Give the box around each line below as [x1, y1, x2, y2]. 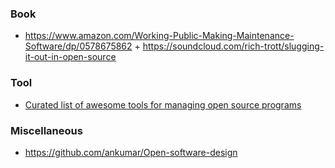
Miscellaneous [10, 123, 83, 137]
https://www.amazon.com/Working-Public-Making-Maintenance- [24, 30, 295, 42]
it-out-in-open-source [24, 51, 117, 63]
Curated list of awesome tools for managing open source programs [24, 98, 302, 111]
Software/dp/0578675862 [24, 40, 133, 52]
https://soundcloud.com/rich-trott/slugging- [142, 40, 325, 52]
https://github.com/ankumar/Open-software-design [24, 146, 238, 158]
